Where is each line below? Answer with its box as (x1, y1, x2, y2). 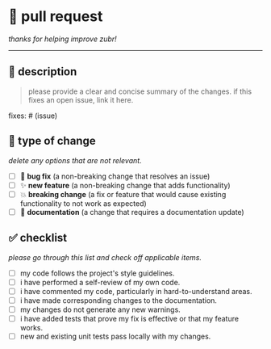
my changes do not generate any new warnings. (19, 305, 181, 314)
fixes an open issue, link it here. (27, 95, 134, 104)
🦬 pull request (8, 7, 103, 26)
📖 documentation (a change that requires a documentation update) (19, 207, 244, 217)
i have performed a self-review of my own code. (19, 277, 181, 287)
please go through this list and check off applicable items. (8, 252, 202, 262)
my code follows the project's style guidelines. (19, 268, 175, 278)
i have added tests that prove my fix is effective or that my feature (19, 313, 240, 323)
